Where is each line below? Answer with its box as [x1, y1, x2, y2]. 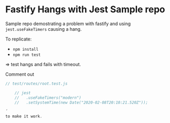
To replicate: [5, 36, 32, 42]
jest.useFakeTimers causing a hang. [5, 26, 82, 32]
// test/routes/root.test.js [5, 81, 68, 86]
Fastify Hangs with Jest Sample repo [5, 4, 165, 15]
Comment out [5, 71, 34, 77]
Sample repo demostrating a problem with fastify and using [5, 20, 131, 27]
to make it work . [5, 114, 43, 119]
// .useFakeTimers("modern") [14, 95, 82, 100]
